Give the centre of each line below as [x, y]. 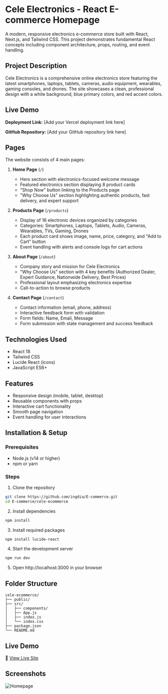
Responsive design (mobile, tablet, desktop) [58, 396]
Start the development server [43, 549]
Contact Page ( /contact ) [38, 298]
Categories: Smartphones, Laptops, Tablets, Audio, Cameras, [83, 226]
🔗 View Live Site [22, 658]
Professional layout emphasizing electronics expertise [76, 283]
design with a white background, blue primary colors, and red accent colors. [84, 94]
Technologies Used [36, 339]
